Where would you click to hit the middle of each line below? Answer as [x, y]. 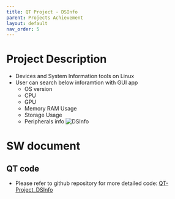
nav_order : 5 [23, 29]
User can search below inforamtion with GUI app [76, 82]
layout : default [27, 23]
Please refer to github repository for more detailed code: [86, 183]
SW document [43, 146]
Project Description [57, 59]
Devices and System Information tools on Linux [75, 76]
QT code [23, 168]
